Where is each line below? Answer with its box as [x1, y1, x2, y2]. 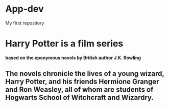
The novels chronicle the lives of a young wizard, [5, 69, 164, 78]
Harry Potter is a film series [5, 38, 124, 49]
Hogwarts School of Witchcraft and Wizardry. [5, 93, 154, 102]
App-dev [5, 3, 44, 15]
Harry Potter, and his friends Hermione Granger [5, 77, 159, 86]
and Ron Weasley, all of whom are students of [5, 85, 154, 94]
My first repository [5, 20, 44, 26]
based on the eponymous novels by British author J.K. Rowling [5, 55, 141, 61]
